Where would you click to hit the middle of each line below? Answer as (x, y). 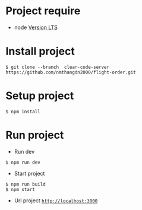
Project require (43, 11)
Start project (29, 173)
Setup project (40, 96)
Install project (40, 51)
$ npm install (23, 112)
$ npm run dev (23, 162)
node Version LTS (36, 27)
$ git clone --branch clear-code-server (58, 67)
